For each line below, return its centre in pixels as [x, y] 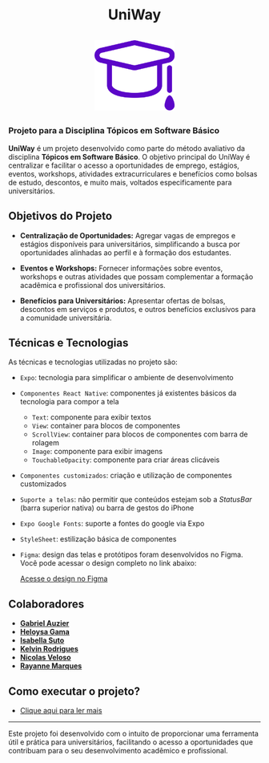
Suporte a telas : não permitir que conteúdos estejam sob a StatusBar [136, 500]
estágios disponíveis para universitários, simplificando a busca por [130, 244]
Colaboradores [46, 604]
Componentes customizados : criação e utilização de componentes [126, 476]
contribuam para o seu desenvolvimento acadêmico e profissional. [118, 751]
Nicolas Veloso [45, 657]
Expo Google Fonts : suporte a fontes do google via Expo [112, 524]
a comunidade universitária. [66, 318]
